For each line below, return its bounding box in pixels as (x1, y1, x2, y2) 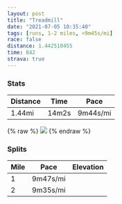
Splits (7, 144, 27, 154)
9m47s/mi (32, 174, 66, 184)
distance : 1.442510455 (7, 42, 73, 49)
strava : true (7, 56, 45, 63)
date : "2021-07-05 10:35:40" (7, 23, 91, 30)
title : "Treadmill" (7, 17, 64, 24)
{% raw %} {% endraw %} (7, 127, 91, 136)
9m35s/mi (32, 185, 66, 195)
